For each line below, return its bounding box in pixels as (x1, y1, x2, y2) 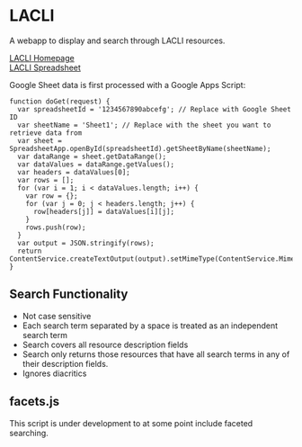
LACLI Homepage (9, 52, 75, 63)
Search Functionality (9, 287, 129, 302)
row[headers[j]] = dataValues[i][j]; (32, 207, 175, 216)
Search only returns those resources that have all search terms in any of (22, 348, 290, 360)
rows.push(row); (25, 222, 87, 232)
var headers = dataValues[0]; (17, 167, 130, 176)
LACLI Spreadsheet (9, 62, 81, 73)
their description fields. (22, 358, 109, 369)
